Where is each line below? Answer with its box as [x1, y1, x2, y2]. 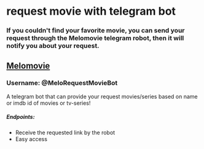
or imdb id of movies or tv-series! [6, 99, 91, 107]
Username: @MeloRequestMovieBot [6, 78, 118, 87]
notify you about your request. [6, 42, 100, 50]
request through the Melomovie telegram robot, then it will [6, 34, 184, 42]
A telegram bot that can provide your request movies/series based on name [6, 93, 198, 100]
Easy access [15, 135, 48, 142]
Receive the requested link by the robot [15, 129, 116, 136]
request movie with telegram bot [6, 4, 176, 18]
